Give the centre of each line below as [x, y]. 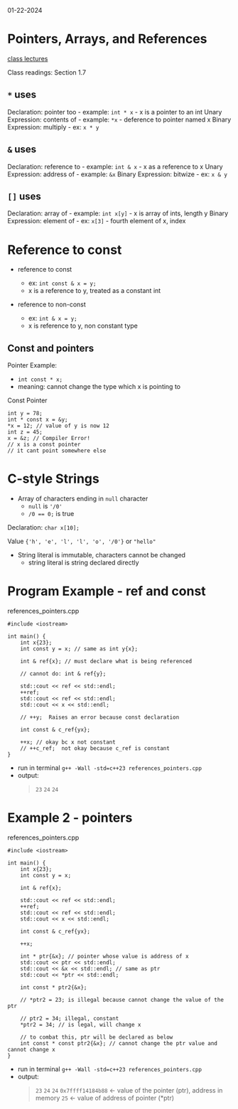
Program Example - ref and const [107, 591]
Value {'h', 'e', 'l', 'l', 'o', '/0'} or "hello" [82, 541]
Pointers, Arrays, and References [107, 39]
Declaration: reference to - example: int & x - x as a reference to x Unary [115, 166]
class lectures [28, 58]
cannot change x [31, 1049]
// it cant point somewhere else [57, 451]
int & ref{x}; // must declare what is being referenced [106, 661]
